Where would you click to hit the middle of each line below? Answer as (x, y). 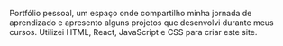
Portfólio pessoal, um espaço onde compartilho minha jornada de (131, 13)
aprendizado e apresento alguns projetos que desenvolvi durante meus (141, 23)
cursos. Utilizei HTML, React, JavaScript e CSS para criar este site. (133, 32)
